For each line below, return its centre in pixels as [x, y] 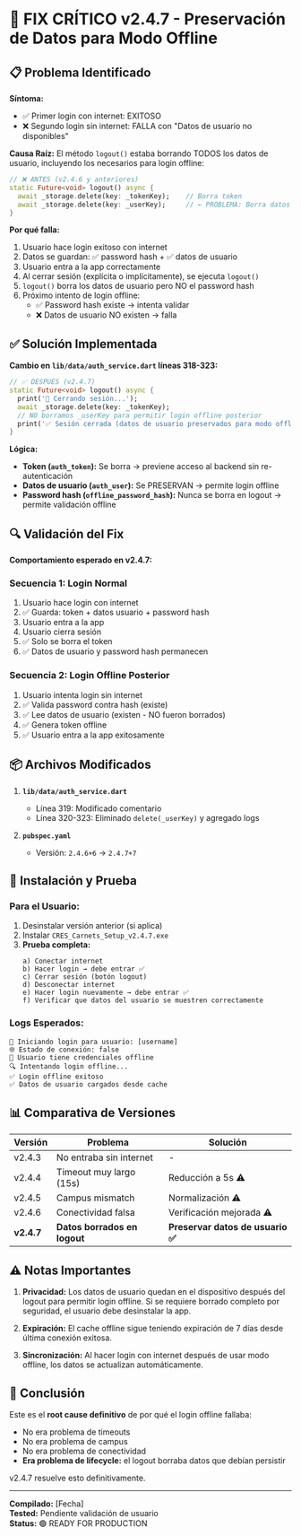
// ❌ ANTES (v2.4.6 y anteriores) [74, 179]
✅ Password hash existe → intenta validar [112, 305]
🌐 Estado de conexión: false [64, 1050]
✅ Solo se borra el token [67, 641]
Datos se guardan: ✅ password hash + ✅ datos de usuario [130, 257]
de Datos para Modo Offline [113, 38]
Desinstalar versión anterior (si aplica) [92, 926]
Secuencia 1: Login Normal [69, 583]
